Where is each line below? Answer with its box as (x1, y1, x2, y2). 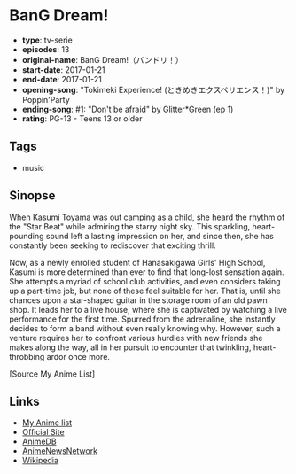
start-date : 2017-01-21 (21, 64, 105, 75)
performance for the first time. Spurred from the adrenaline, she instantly (9, 314, 277, 324)
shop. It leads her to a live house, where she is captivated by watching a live (9, 304, 288, 315)
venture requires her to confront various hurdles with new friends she (9, 332, 263, 343)
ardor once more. (46, 351, 111, 361)
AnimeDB (21, 436, 57, 447)
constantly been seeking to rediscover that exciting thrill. (9, 240, 216, 251)
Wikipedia (21, 455, 59, 466)
